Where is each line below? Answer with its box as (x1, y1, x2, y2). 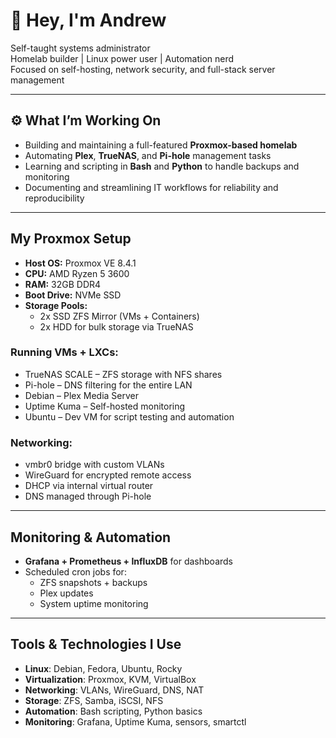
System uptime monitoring (39, 597, 149, 609)
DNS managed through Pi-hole (24, 490, 152, 503)
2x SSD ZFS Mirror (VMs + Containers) (39, 310, 200, 322)
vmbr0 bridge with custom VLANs (24, 459, 165, 471)
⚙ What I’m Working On (10, 112, 162, 129)
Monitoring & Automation (10, 529, 172, 546)
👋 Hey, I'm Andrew (10, 9, 167, 32)
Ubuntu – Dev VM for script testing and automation (24, 410, 235, 423)
